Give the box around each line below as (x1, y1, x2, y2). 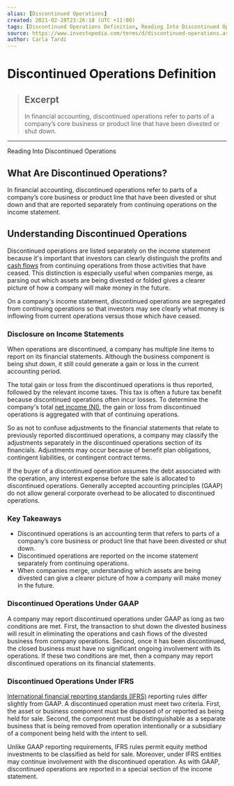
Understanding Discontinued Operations (7, 228, 187, 240)
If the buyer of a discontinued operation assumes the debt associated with (7, 467, 221, 475)
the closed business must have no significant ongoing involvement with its (7, 644, 221, 652)
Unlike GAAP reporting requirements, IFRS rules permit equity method (7, 742, 208, 750)
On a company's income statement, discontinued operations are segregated (7, 297, 226, 305)
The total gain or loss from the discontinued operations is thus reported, (7, 381, 214, 389)
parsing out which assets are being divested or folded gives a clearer (7, 276, 205, 284)
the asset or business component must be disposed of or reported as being (7, 707, 224, 715)
